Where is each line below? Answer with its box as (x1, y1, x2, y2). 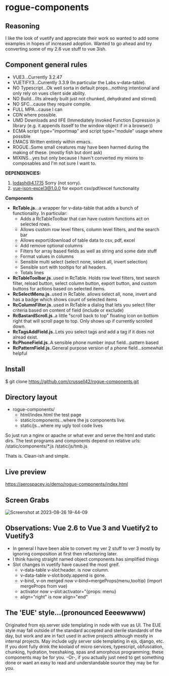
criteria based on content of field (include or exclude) (12, 307, 124, 313)
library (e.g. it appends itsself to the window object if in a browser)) (12, 122, 153, 128)
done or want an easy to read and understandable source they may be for (5, 659, 159, 665)
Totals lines (20, 269, 44, 275)
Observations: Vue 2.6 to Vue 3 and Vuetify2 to (5, 524, 158, 533)
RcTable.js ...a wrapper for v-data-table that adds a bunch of (12, 205, 139, 211)
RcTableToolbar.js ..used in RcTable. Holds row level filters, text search (12, 275, 160, 281)
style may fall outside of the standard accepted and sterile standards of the (5, 627, 162, 633)
